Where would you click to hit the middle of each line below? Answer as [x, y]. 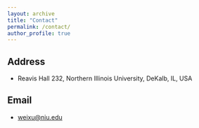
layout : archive [31, 14]
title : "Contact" [33, 20]
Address [26, 61]
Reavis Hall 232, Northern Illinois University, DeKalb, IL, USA [105, 78]
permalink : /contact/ [39, 27]
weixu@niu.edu [40, 117]
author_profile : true [39, 33]
